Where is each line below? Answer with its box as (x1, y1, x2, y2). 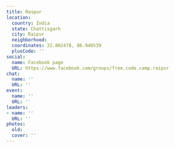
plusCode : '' (12, 48, 45, 54)
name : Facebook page (12, 59, 64, 65)
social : (6, 54, 26, 60)
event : (6, 88, 23, 94)
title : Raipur (6, 8, 42, 15)
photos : (6, 121, 26, 127)
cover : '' (12, 132, 36, 139)
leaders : (6, 104, 28, 111)
